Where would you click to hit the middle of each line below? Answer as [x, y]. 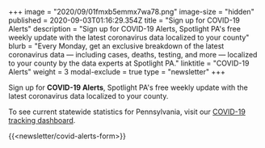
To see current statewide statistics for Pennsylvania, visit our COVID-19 [127, 112]
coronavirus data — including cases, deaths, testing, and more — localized [133, 55]
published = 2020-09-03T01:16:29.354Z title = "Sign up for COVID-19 [124, 20]
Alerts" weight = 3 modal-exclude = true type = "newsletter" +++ [117, 72]
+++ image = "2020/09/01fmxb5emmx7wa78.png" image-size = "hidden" [131, 12]
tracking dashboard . [42, 120]
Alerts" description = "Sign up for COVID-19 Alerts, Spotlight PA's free [124, 29]
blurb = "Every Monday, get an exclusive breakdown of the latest [116, 46]
